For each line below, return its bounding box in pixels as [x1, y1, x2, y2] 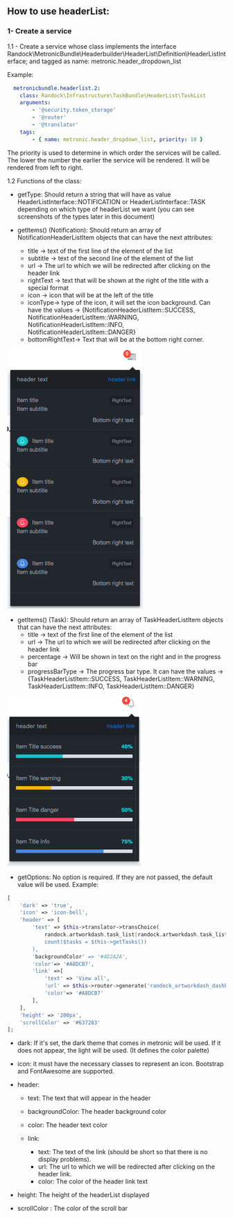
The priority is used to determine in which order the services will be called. [7, 149, 221, 157]
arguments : [19, 99, 51, 106]
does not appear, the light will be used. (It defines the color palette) [17, 1046, 209, 1055]
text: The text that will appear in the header [27, 1094, 151, 1103]
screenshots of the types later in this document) [17, 212, 155, 221]
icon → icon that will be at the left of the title [27, 291, 154, 299]
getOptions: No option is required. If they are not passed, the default [17, 873, 213, 881]
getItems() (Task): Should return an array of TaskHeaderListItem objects [17, 615, 224, 624]
